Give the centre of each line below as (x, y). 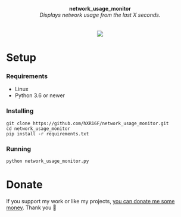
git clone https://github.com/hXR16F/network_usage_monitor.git (88, 123)
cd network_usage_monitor (38, 128)
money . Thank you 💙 (31, 207)
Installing (20, 111)
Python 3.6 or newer (40, 95)
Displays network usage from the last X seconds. (100, 15)
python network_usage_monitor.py (48, 161)
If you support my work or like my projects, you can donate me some (90, 201)
